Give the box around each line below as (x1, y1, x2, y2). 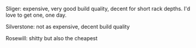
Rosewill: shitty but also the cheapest (5, 35, 98, 41)
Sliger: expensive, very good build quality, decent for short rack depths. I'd (5, 5, 191, 12)
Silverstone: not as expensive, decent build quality (5, 23, 130, 30)
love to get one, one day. (5, 11, 67, 19)
